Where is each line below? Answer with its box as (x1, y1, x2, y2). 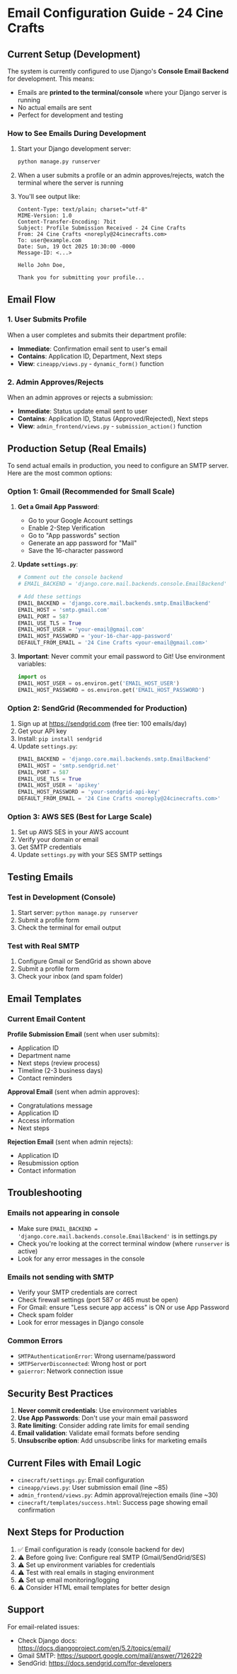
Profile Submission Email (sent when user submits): (7, 1030, 160, 1039)
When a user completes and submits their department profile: (7, 331, 187, 339)
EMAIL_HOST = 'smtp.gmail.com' (17, 606, 110, 613)
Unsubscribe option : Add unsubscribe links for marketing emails (17, 1436, 207, 1445)
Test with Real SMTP (7, 940, 80, 950)
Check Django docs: (17, 1636, 78, 1644)
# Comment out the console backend (17, 574, 123, 581)
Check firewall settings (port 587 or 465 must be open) (17, 1296, 179, 1304)
